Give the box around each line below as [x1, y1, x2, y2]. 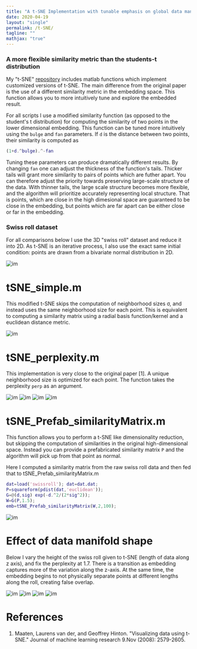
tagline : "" [6, 30, 35, 36]
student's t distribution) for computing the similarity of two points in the [6, 118, 178, 125]
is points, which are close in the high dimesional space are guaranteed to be [6, 196, 190, 203]
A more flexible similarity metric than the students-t [6, 55, 157, 63]
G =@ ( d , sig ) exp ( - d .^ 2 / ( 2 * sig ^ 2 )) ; [6, 493, 91, 498]
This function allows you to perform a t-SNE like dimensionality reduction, [6, 434, 184, 441]
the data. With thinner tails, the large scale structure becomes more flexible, [6, 184, 189, 191]
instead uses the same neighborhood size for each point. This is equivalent [6, 306, 188, 313]
